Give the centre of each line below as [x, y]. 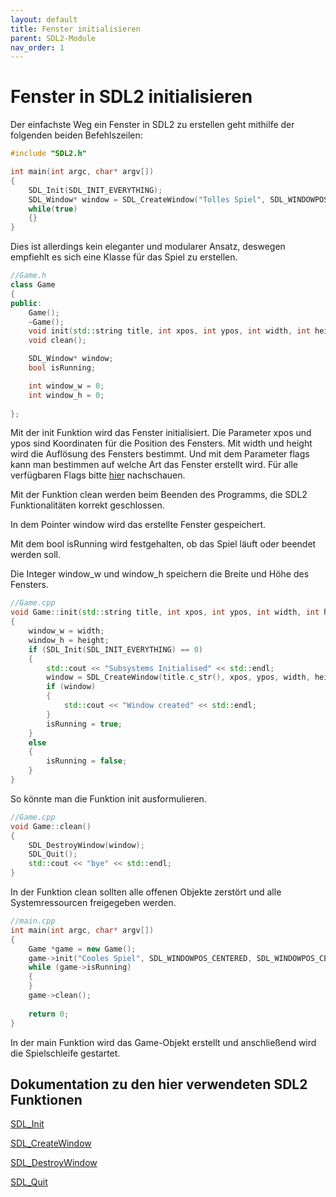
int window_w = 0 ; [66, 386]
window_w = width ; [66, 631]
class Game [33, 285]
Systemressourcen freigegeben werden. [93, 903]
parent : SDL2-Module [53, 38]
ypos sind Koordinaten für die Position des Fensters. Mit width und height [161, 443]
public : [26, 303]
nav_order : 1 [37, 47]
